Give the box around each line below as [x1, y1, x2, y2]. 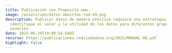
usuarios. [10, 26, 31, 31]
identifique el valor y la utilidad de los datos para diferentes [10, 21, 155, 27]
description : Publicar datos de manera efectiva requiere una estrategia [5, 17, 166, 22]
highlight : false [5, 40, 42, 45]
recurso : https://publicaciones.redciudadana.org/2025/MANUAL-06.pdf [5, 36, 157, 41]
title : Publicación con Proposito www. [5, 7, 91, 13]
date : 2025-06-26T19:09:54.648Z [5, 31, 74, 36]
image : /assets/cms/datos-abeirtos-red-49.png [5, 12, 106, 17]
